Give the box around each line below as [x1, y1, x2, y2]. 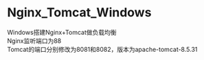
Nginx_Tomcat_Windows [7, 5, 152, 20]
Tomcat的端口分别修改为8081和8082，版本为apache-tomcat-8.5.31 [7, 45, 198, 53]
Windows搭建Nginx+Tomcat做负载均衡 [7, 28, 117, 36]
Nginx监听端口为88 [7, 36, 62, 45]
